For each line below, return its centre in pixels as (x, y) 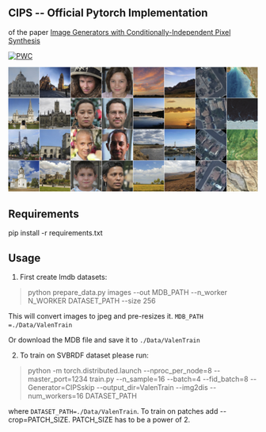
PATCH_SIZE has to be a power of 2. (131, 419)
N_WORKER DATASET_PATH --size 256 (91, 300)
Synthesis (25, 40)
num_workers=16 (55, 396)
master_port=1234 (58, 379)
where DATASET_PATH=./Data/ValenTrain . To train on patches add (113, 411)
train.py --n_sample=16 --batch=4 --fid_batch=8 (169, 379)
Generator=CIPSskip (61, 387)
